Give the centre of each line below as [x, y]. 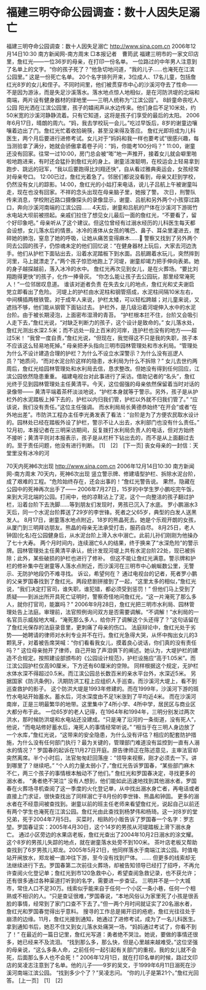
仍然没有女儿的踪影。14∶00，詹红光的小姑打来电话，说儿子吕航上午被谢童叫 [102, 184]
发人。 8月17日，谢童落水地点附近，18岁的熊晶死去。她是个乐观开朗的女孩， [103, 520]
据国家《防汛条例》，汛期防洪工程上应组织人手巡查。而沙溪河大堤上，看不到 [102, 681]
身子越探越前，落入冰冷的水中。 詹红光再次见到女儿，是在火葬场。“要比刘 [105, 268]
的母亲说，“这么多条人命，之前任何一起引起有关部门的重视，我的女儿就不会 [102, 949]
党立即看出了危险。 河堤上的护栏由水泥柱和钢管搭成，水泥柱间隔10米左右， [101, 292]
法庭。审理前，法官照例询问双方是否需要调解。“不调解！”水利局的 [111, 612]
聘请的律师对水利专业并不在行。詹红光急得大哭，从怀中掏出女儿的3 [113, 635]
